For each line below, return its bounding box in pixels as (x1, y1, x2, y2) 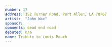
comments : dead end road (5, 25, 56, 30)
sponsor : (5, 21, 23, 26)
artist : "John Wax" (5, 16, 48, 21)
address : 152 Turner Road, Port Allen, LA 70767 (5, 12, 107, 17)
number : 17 (5, 7, 28, 12)
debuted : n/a (5, 30, 32, 35)
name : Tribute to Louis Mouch (5, 35, 68, 40)
